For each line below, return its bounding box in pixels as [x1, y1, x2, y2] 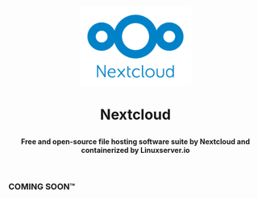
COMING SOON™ [8, 181, 76, 192]
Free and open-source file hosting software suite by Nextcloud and [21, 137, 250, 146]
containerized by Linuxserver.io [81, 146, 190, 155]
